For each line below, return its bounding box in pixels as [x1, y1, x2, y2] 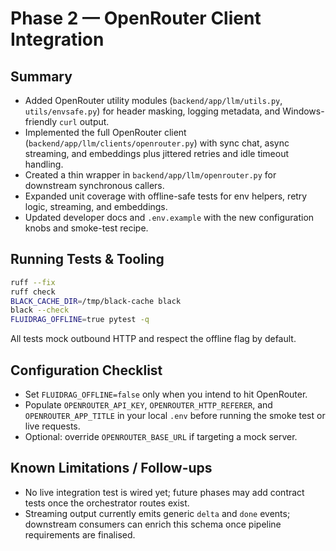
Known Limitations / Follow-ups [10, 460, 213, 477]
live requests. [24, 420, 81, 432]
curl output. [59, 116, 110, 127]
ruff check [10, 287, 56, 297]
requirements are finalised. [24, 528, 136, 541]
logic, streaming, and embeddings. [24, 201, 168, 212]
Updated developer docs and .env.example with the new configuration [24, 212, 315, 223]
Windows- [282, 105, 325, 117]
